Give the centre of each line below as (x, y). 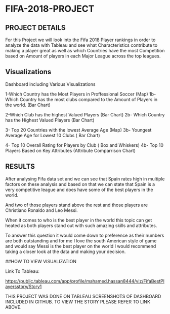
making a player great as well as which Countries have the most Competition (85, 51)
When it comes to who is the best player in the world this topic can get (79, 220)
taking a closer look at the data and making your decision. (66, 252)
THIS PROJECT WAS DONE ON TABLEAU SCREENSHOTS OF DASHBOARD (83, 296)
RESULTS (20, 166)
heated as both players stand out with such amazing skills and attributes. (81, 225)
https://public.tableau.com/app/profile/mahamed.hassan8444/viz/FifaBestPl (85, 281)
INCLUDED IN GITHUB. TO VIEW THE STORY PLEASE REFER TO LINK (78, 302)
